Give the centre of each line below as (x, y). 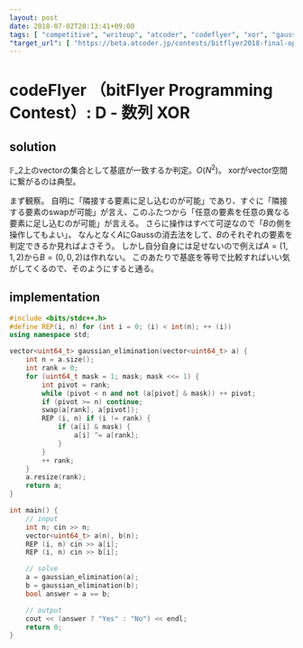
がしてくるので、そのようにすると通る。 (84, 268)
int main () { (34, 511)
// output (44, 610)
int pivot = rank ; (76, 385)
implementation (55, 298)
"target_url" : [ (40, 43)
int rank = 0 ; (52, 368)
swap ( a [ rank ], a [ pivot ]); (91, 410)
